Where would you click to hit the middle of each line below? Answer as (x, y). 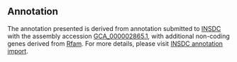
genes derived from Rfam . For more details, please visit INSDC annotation (115, 43)
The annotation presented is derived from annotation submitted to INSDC (114, 28)
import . (18, 51)
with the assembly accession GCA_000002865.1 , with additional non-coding (119, 36)
